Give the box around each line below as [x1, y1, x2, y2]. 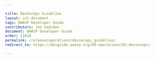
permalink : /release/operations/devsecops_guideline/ [5, 38, 116, 43]
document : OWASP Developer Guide [5, 29, 73, 34]
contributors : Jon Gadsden [5, 24, 60, 29]
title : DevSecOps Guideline [5, 11, 62, 16]
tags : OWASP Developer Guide [5, 20, 64, 25]
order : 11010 [5, 34, 31, 38]
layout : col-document [5, 15, 49, 21]
